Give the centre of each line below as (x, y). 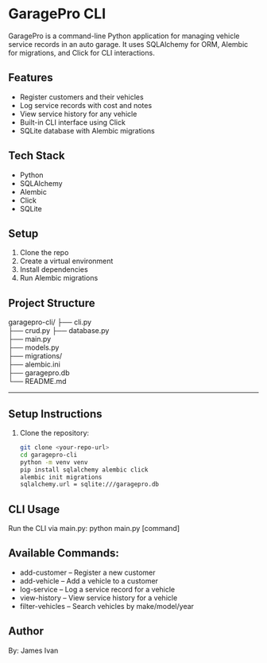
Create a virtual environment (66, 261)
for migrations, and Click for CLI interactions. (81, 52)
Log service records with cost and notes (86, 105)
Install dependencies (54, 269)
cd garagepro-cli (48, 455)
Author (26, 632)
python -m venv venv (54, 462)
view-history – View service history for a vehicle (99, 598)
